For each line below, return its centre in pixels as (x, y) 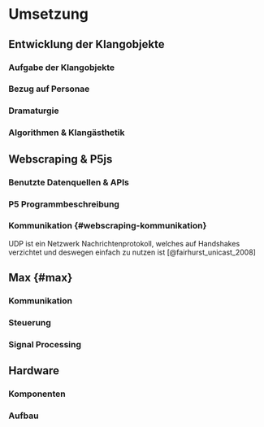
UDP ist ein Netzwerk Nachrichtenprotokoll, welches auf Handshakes (124, 243)
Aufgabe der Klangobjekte (62, 68)
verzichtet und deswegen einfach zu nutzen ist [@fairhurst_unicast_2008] (132, 252)
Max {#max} (41, 278)
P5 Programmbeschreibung (64, 204)
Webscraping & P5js (61, 159)
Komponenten (37, 394)
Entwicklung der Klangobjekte (87, 44)
